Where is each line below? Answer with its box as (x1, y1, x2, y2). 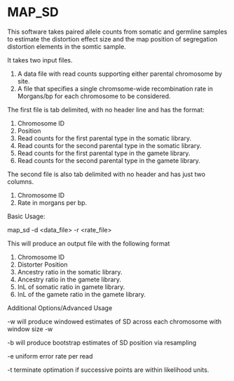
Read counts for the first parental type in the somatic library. (17, 134, 191, 142)
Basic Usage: (7, 212, 46, 220)
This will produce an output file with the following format (7, 239, 170, 248)
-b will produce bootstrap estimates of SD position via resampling (7, 338, 197, 347)
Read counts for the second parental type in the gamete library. (17, 156, 201, 165)
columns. (7, 177, 34, 186)
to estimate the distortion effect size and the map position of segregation (7, 34, 218, 43)
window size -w (7, 324, 53, 333)
